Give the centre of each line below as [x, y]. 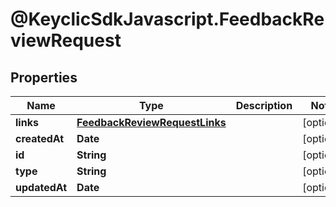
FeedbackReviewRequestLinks [151, 122]
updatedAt [41, 187]
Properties [44, 77]
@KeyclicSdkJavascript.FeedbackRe [167, 19]
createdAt [40, 138]
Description [264, 105]
